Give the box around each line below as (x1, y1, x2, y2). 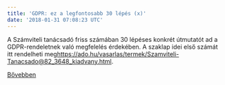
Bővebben (7, 70, 37, 79)
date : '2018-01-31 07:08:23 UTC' (7, 16, 104, 23)
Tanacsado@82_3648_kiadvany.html (7, 57, 112, 65)
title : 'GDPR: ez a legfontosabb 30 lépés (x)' (7, 10, 147, 17)
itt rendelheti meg (7, 49, 57, 58)
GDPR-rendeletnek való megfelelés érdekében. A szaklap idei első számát (7, 42, 218, 51)
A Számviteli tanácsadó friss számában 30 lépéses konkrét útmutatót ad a (7, 35, 218, 43)
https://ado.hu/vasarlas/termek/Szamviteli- (57, 49, 179, 58)
